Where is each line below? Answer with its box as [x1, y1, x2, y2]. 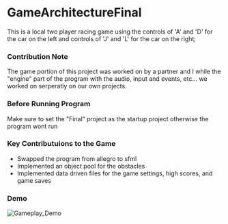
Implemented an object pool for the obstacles [16, 162, 145, 170]
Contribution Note [7, 51, 68, 61]
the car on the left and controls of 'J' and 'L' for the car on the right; [7, 34, 197, 42]
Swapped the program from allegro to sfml [16, 154, 137, 162]
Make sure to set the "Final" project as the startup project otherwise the [7, 114, 209, 123]
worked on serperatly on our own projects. [7, 82, 128, 90]
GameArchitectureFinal [7, 5, 142, 21]
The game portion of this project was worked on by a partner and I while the [7, 67, 221, 76]
